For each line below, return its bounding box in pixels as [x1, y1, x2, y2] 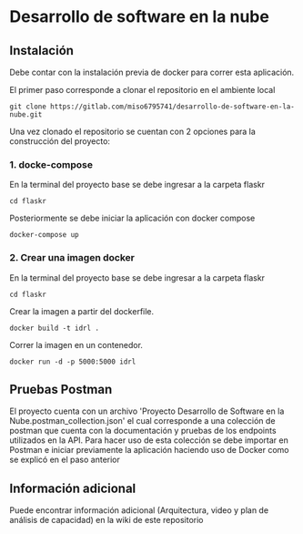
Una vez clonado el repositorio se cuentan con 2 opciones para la [9, 126, 257, 137]
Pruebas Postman [9, 381, 113, 397]
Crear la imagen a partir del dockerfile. [9, 305, 155, 316]
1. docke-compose [9, 158, 94, 170]
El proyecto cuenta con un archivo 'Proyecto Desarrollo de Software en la [9, 406, 285, 416]
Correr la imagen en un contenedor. [9, 339, 144, 350]
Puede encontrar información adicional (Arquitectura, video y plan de [9, 505, 269, 516]
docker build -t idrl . [9, 323, 100, 333]
